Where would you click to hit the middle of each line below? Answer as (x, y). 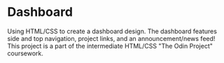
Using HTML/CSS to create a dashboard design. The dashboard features (112, 31)
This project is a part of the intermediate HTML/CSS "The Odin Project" (110, 46)
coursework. (26, 53)
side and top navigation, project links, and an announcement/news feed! (111, 38)
